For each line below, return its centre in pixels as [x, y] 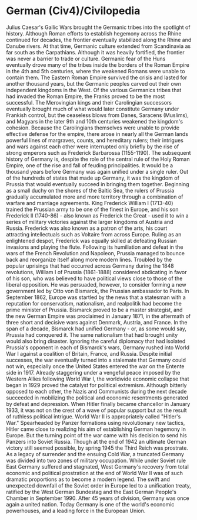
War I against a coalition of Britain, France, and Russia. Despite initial [89, 353]
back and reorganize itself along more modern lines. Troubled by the [89, 259]
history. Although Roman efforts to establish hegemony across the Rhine [94, 33]
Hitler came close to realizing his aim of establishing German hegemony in [96, 429]
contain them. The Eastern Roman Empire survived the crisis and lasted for [97, 77]
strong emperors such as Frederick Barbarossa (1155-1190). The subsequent [98, 152]
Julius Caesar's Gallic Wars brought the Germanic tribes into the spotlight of [98, 27]
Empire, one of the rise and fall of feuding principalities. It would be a [90, 165]
